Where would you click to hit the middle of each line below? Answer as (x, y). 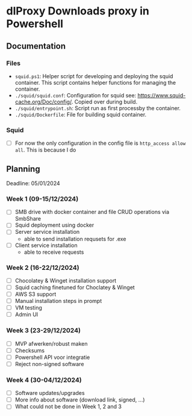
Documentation (36, 46)
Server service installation (47, 232)
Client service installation (46, 245)
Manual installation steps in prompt (58, 301)
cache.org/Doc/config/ (43, 102)
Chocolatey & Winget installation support (66, 280)
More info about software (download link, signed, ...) (80, 400)
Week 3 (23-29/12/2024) (44, 331)
